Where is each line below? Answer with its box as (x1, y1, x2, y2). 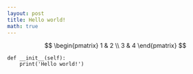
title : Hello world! (7, 16, 67, 23)
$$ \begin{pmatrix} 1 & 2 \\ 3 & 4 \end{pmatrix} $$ (44, 42, 187, 50)
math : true (7, 23, 38, 29)
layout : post (7, 10, 45, 17)
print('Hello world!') (19, 61, 84, 68)
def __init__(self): (7, 55, 67, 62)
